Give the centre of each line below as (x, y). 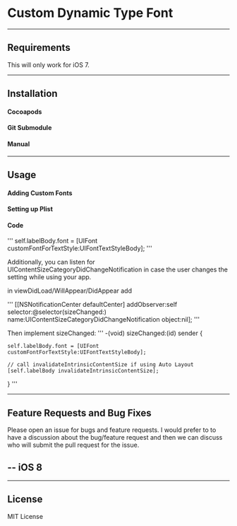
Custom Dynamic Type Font (90, 13)
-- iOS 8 (25, 467)
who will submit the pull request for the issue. (73, 445)
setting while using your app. (49, 277)
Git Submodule (30, 128)
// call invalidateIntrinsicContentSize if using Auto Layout (101, 365)
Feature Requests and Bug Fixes (79, 413)
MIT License (25, 516)
